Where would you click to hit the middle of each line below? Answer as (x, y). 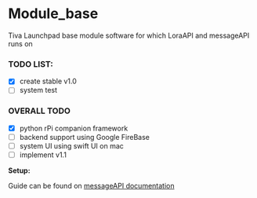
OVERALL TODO (39, 111)
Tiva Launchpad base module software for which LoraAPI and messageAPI (129, 35)
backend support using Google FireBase (85, 137)
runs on (20, 43)
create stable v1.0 (48, 81)
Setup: (19, 170)
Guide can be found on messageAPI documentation (91, 185)
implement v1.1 (43, 155)
